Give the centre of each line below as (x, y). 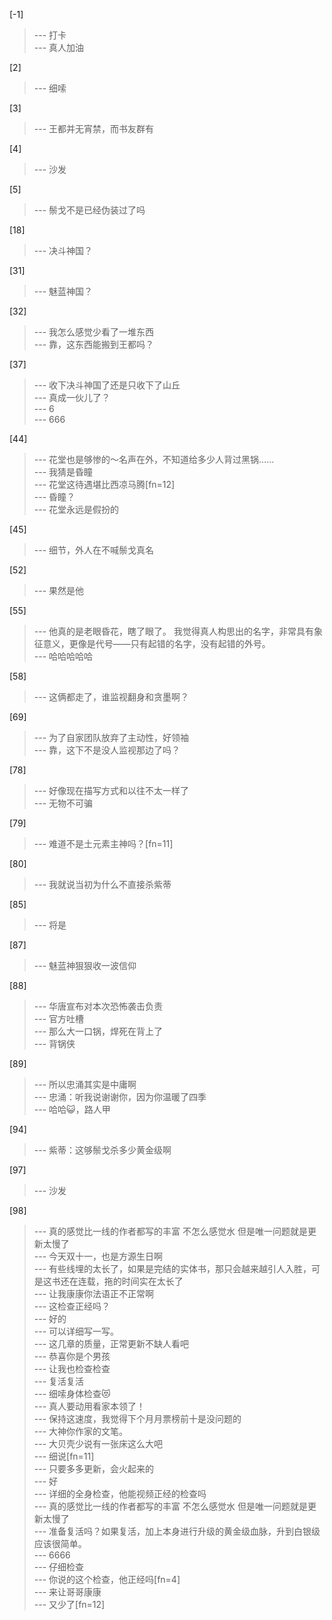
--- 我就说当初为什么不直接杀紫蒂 (102, 884)
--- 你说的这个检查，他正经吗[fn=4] (107, 1579)
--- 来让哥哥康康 (67, 1592)
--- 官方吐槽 (59, 1018)
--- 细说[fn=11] (64, 1456)
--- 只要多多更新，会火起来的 (94, 1468)
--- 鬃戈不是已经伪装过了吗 (89, 210)
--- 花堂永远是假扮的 (76, 509)
